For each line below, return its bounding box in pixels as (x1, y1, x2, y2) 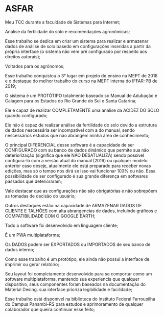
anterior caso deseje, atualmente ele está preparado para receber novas (5, 163, 151, 169)
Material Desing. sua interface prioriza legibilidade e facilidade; (5, 286, 133, 292)
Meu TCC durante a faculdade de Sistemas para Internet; (5, 19, 120, 25)
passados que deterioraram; (5, 178, 62, 184)
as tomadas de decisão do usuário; (5, 193, 76, 199)
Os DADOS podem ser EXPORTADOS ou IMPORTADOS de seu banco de (5, 241, 151, 247)
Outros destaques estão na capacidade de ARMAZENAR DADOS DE (5, 202, 142, 208)
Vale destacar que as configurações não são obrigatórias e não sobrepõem (5, 188, 157, 194)
